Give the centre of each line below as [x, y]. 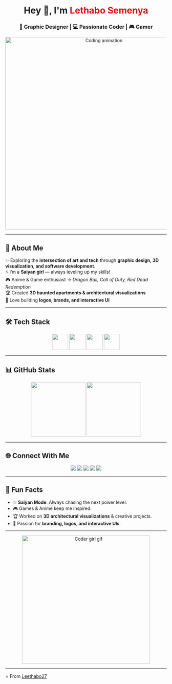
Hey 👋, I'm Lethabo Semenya [86, 11]
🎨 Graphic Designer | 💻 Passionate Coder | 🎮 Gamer [86, 27]
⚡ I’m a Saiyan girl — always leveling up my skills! [58, 272]
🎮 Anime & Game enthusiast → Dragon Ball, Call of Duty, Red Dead [77, 280]
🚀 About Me [24, 248]
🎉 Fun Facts [24, 490]
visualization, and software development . [50, 266]
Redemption [18, 287]
